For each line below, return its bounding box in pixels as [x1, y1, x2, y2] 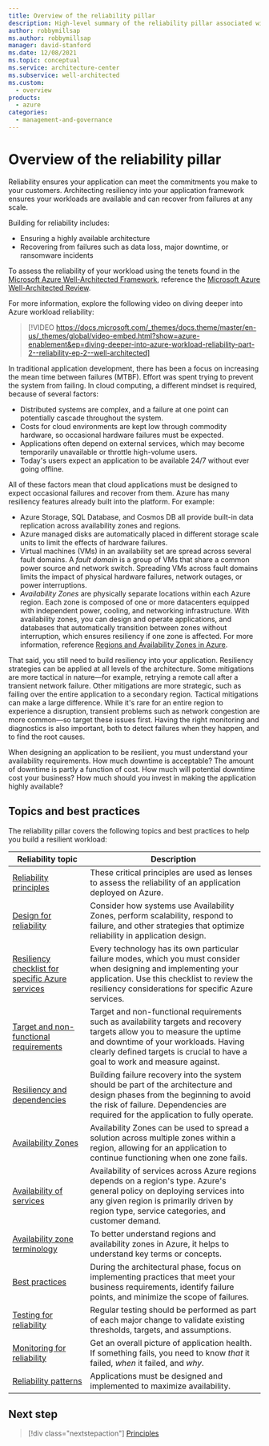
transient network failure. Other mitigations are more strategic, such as [8, 681, 242, 690]
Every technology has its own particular [90, 942, 239, 954]
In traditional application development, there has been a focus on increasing [8, 364, 259, 373]
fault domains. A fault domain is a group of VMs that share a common [19, 554, 250, 564]
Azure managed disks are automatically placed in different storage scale [19, 529, 259, 539]
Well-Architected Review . [8, 283, 91, 292]
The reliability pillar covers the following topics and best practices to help [8, 825, 250, 835]
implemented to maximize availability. [90, 1380, 231, 1392]
